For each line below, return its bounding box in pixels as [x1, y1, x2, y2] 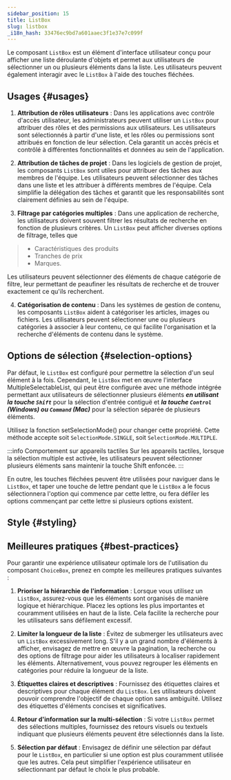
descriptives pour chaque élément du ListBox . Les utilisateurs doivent [17, 687, 216, 696]
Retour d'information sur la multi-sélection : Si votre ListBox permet [17, 715, 215, 723]
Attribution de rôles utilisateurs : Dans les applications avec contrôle [17, 109, 215, 118]
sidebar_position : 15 [7, 10, 70, 17]
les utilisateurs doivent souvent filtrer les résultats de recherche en [17, 216, 207, 225]
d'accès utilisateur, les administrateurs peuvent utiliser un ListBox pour [17, 116, 219, 124]
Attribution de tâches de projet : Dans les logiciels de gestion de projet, [17, 159, 222, 167]
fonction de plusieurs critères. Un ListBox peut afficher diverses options [17, 224, 223, 232]
